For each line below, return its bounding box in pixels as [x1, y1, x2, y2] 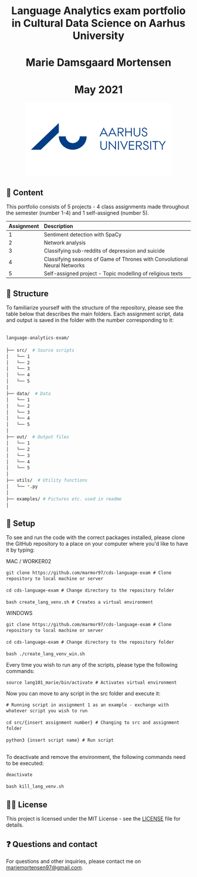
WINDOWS [6, 610, 33, 617]
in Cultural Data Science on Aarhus [11, 16, 186, 30]
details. [6, 821, 24, 829]
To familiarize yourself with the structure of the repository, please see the [6, 304, 184, 311]
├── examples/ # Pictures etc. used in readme [6, 496, 122, 502]
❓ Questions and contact [6, 839, 98, 849]
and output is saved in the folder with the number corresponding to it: [6, 317, 174, 324]
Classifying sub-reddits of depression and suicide [43, 247, 165, 254]
